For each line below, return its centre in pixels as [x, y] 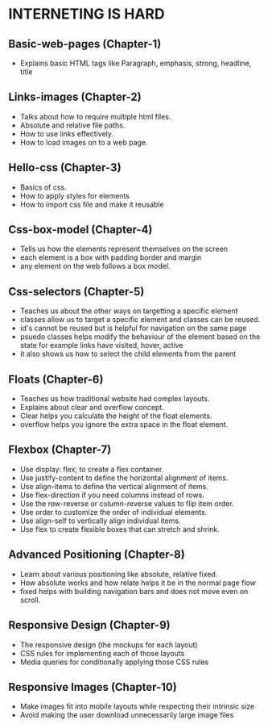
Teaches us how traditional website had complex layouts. [115, 399]
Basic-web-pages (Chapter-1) [85, 44]
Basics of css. [43, 187]
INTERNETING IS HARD [87, 14]
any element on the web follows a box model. [95, 266]
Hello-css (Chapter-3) [65, 167]
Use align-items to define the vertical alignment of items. [114, 486]
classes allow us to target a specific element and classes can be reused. [140, 320]
